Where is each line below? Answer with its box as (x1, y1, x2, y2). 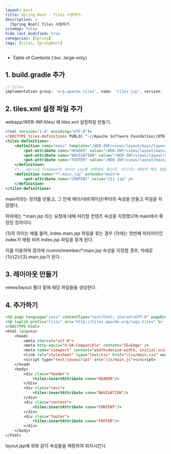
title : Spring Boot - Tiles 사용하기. (5, 12, 83, 17)
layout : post (5, 7, 33, 13)
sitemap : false (5, 26, 38, 32)
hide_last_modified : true (5, 31, 60, 36)
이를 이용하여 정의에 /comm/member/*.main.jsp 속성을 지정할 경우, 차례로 (5, 247, 153, 253)
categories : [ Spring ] (5, 36, 51, 41)
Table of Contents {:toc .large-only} (12, 54, 88, 61)
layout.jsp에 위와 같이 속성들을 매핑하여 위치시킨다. (5, 442, 107, 448)
